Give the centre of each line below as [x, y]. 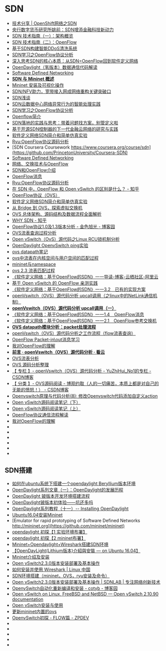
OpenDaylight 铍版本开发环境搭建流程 [51, 496]
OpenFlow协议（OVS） [36, 195]
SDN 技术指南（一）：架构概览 [43, 36]
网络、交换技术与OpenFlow [40, 164]
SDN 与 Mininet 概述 [33, 79]
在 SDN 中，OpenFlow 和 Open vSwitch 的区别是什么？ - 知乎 [75, 189]
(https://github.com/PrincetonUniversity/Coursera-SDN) [70, 152]
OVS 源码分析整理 [30, 364]
